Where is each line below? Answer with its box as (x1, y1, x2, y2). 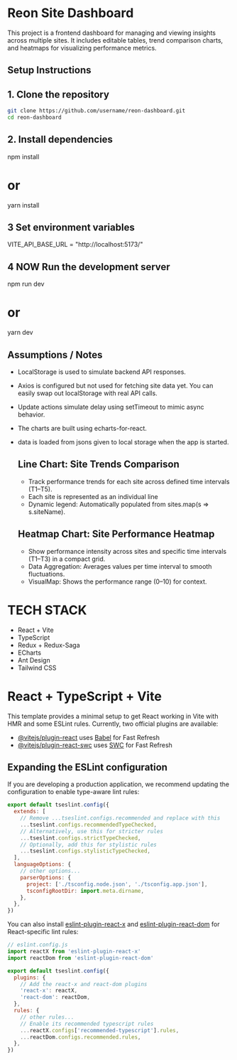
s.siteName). (28, 507, 66, 516)
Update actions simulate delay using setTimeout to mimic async (17, 403, 204, 412)
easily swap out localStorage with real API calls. (17, 389, 158, 397)
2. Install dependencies (7, 134, 114, 146)
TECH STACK (7, 602, 87, 618)
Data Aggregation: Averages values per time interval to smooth (28, 562, 212, 570)
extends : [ (13, 808, 46, 815)
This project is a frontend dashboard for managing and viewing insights (7, 28, 216, 37)
